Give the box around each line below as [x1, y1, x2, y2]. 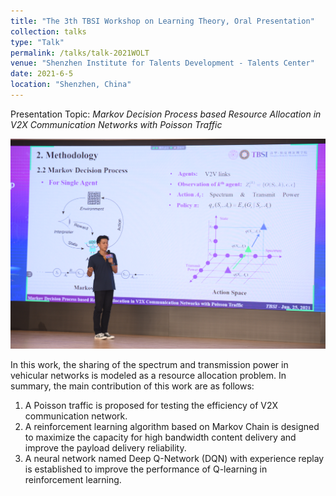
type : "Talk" [10, 37, 65, 47]
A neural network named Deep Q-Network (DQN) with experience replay [24, 453, 325, 465]
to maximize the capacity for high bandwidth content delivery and [24, 431, 297, 444]
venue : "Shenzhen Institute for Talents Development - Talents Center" [10, 58, 315, 69]
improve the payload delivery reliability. [24, 442, 187, 454]
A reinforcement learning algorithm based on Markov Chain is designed [24, 421, 320, 433]
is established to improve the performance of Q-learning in [24, 463, 268, 475]
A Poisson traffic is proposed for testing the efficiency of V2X [24, 400, 279, 412]
